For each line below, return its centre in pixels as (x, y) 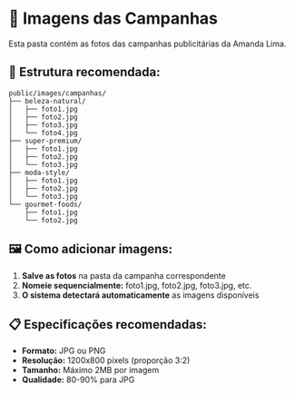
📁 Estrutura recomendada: (84, 72)
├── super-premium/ (45, 141)
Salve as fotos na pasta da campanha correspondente (123, 275)
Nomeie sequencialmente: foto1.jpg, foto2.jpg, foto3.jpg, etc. (137, 285)
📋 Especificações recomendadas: (108, 325)
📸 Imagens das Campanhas (113, 19)
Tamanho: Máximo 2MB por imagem (90, 370)
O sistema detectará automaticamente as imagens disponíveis (140, 295)
